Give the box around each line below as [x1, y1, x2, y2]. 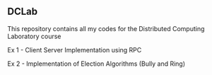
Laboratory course [7, 32, 61, 40]
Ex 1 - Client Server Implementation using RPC [7, 45, 142, 54]
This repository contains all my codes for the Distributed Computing [7, 24, 205, 33]
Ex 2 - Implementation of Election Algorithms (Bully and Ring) [7, 59, 186, 68]
